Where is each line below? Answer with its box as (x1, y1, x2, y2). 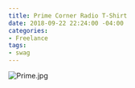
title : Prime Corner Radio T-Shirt (8, 11, 128, 20)
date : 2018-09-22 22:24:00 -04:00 (8, 19, 125, 27)
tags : (8, 42, 27, 50)
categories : (8, 26, 48, 34)
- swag (8, 49, 31, 57)
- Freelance (8, 34, 48, 42)
